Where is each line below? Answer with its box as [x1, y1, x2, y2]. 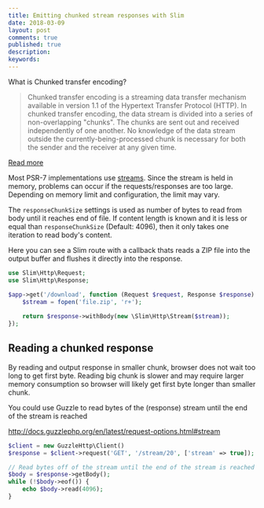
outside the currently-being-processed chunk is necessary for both [27, 134, 246, 143]
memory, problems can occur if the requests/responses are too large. [8, 181, 233, 191]
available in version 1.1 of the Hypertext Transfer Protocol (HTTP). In [27, 100, 247, 110]
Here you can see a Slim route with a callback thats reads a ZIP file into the [8, 245, 251, 254]
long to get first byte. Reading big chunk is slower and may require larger [8, 371, 244, 380]
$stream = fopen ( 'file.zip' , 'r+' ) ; [22, 298, 143, 306]
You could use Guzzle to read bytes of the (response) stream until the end [8, 402, 247, 412]
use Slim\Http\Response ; [8, 276, 90, 284]
